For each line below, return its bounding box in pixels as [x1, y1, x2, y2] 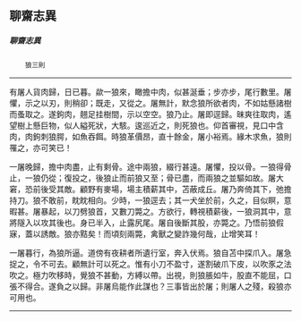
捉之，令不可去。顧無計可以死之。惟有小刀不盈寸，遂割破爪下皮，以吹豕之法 [9, 258, 292, 270]
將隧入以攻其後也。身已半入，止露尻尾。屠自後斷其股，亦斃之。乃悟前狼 [9, 217, 276, 228]
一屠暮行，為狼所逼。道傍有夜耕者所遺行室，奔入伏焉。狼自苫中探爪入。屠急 [9, 248, 292, 258]
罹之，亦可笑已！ [9, 142, 73, 154]
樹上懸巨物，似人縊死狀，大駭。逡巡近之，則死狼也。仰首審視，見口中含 [16, 120, 284, 131]
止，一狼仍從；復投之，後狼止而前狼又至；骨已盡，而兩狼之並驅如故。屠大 [9, 173, 284, 183]
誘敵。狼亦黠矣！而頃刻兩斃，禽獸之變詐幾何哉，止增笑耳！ [39, 229, 261, 240]
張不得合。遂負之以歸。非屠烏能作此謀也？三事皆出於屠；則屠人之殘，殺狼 [9, 281, 284, 292]
